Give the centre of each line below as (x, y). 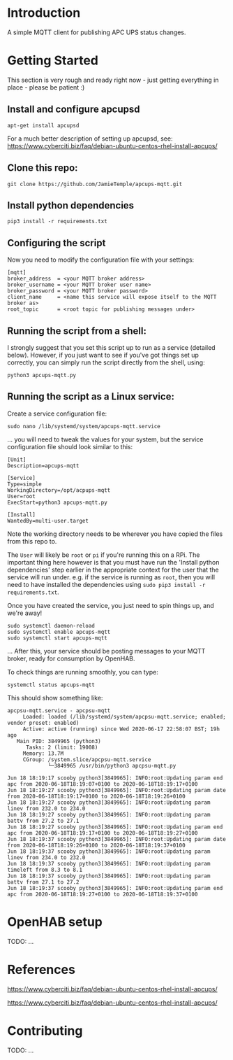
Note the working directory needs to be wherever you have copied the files (115, 534)
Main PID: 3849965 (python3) (59, 741)
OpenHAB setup (55, 922)
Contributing (45, 1031)
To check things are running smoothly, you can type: (83, 672)
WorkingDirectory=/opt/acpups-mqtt (59, 490)
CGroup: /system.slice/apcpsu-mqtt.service (87, 759)
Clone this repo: (43, 168)
